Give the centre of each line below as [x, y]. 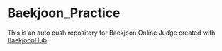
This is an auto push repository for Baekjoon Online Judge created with [111, 33]
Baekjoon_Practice [64, 13]
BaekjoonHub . [28, 40]
